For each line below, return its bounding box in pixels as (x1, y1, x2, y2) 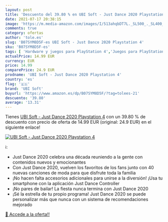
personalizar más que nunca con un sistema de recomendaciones (12, 197, 148, 203)
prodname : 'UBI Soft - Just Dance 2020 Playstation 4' (5, 72, 122, 77)
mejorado (12, 202, 32, 208)
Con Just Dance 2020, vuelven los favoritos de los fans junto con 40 (12, 165, 154, 171)
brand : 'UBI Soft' (5, 86, 43, 91)
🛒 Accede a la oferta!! (5, 212, 50, 218)
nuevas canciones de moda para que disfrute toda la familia (12, 170, 136, 176)
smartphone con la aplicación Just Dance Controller (12, 181, 120, 187)
